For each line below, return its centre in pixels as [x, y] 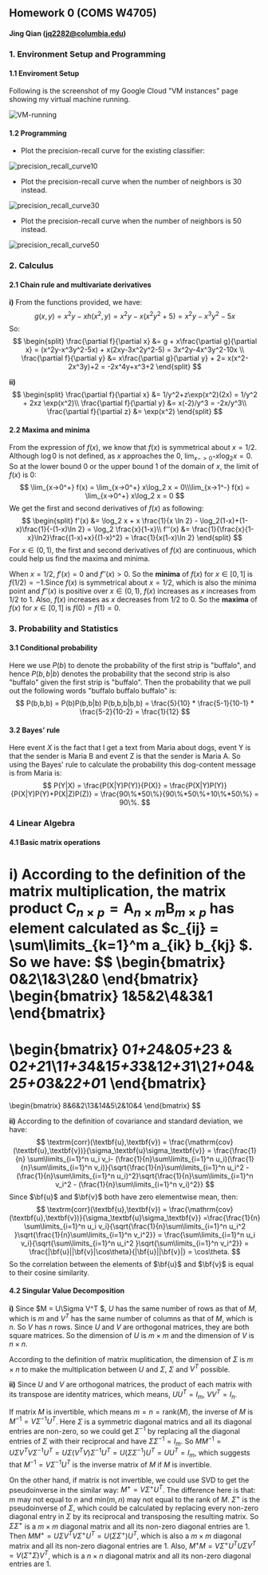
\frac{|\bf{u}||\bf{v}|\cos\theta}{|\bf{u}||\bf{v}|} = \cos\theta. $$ [135, 1251]
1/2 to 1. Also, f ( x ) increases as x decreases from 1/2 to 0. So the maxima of [133, 600]
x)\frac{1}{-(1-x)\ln [46, 529]
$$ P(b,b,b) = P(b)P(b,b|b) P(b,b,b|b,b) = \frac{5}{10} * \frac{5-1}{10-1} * [135, 703]
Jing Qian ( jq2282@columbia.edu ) [68, 33]
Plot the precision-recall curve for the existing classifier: [113, 151]
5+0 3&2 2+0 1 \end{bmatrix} [112, 1083]
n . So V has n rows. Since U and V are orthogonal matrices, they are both [129, 1327]
